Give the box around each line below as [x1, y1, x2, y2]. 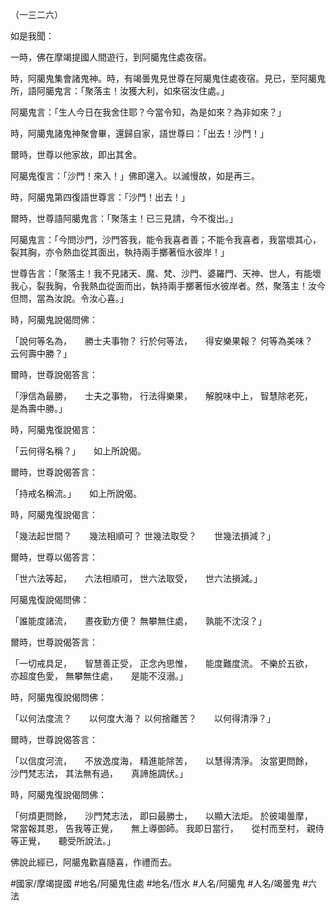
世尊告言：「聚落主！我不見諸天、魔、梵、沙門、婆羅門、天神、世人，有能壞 [10, 268, 322, 279]
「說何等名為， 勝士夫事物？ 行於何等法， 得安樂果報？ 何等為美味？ [10, 335, 313, 347]
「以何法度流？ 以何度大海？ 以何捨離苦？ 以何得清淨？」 [10, 713, 276, 724]
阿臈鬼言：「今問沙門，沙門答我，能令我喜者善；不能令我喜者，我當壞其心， [10, 234, 322, 245]
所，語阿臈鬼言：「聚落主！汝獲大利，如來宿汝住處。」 [10, 85, 230, 97]
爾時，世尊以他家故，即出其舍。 [10, 149, 142, 160]
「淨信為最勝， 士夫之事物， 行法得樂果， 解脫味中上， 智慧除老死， [10, 390, 309, 402]
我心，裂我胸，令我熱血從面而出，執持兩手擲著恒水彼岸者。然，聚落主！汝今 [10, 280, 326, 292]
